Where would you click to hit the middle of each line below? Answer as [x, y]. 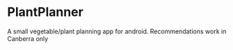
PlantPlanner [45, 12]
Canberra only [28, 38]
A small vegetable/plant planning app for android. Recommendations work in [117, 31]
